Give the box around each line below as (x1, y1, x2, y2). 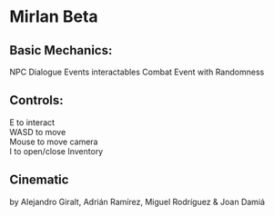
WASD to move (9, 126, 66, 137)
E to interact (9, 116, 56, 128)
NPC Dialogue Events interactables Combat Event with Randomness (9, 66, 265, 77)
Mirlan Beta (9, 6, 98, 27)
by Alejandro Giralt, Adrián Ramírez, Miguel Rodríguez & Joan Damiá (9, 196, 266, 207)
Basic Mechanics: (9, 43, 113, 58)
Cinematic (9, 172, 69, 188)
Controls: (9, 93, 64, 108)
